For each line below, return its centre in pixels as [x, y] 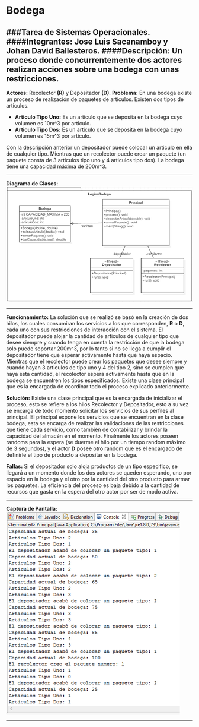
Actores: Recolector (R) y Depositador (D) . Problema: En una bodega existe [99, 93]
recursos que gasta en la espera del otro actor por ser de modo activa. [92, 492]
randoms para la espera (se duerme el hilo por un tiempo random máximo [96, 442]
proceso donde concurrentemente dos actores [94, 60]
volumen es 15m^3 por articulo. [53, 136]
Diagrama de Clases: [32, 184]
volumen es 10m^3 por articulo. [53, 123]
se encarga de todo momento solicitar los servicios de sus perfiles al [90, 411]
